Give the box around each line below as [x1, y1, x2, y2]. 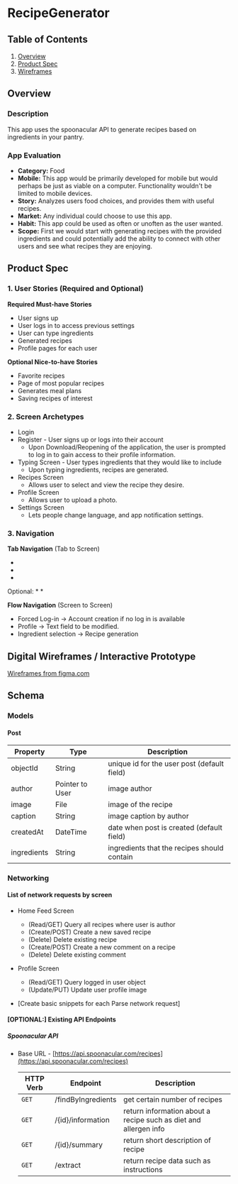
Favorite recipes [17, 371, 65, 380]
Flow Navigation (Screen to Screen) [7, 601, 113, 610]
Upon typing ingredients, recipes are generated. [28, 465, 169, 473]
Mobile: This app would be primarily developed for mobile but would [17, 174, 218, 182]
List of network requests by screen [7, 891, 113, 899]
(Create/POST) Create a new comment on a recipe [28, 943, 176, 951]
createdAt [11, 827, 44, 837]
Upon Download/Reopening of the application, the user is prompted [28, 442, 226, 451]
